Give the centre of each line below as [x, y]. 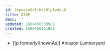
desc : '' [14, 19]
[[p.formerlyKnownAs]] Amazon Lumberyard [59, 43]
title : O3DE [18, 15]
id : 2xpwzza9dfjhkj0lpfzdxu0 [36, 10]
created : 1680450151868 [30, 29]
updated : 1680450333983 [30, 24]
